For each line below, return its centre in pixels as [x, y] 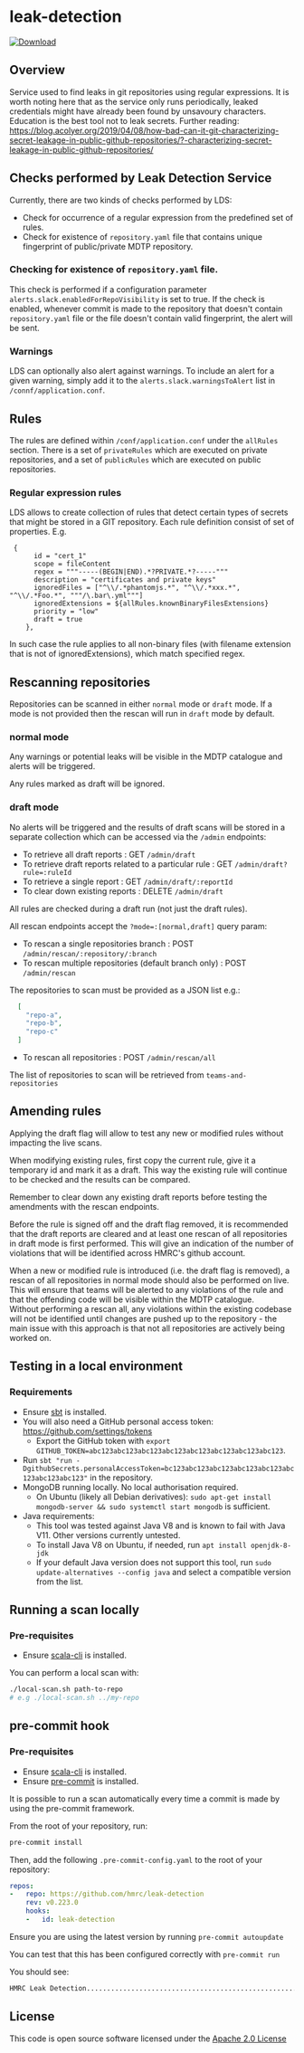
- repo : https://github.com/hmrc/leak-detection [107, 1894]
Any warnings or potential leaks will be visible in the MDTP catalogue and [146, 756]
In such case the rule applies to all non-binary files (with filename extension [150, 644]
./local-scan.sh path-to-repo [66, 1689]
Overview [38, 70]
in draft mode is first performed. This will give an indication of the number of [152, 1243]
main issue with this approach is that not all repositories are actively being [147, 1328]
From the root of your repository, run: [79, 1826]
